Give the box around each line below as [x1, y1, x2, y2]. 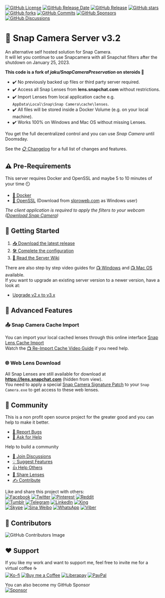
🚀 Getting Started [5, 227, 60, 235]
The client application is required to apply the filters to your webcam [5, 207, 145, 213]
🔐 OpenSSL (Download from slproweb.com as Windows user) [12, 197, 138, 203]
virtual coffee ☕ [5, 565, 37, 571]
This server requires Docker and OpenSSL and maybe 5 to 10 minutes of [5, 175, 152, 181]
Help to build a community [5, 444, 59, 450]
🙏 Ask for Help [12, 434, 42, 440]
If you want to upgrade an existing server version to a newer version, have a [5, 277, 160, 283]
